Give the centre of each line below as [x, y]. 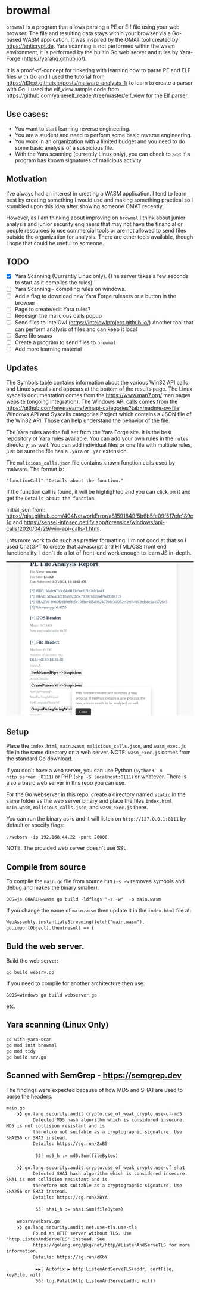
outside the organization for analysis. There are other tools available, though [100, 237]
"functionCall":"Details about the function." [65, 481]
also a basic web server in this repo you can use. [66, 783]
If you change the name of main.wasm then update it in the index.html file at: [99, 911]
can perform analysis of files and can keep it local [76, 329]
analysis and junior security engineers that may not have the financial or [94, 224]
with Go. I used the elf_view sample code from [63, 89]
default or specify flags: [35, 825]
